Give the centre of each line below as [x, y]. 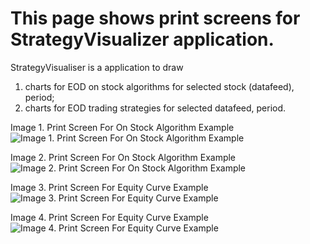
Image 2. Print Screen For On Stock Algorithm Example [123, 157]
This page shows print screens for [155, 18]
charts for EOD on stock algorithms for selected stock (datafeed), [159, 86]
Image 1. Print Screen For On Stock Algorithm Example [122, 127]
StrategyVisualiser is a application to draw [97, 67]
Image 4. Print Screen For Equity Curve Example [109, 217]
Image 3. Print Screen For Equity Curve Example [109, 187]
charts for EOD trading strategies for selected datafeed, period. [155, 108]
